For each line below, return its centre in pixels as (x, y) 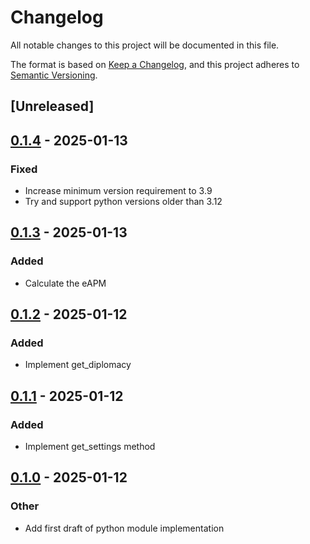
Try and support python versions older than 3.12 (123, 202)
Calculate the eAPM (65, 283)
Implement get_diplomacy (78, 365)
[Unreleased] (52, 106)
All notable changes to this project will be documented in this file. (145, 45)
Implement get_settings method (90, 447)
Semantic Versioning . (54, 75)
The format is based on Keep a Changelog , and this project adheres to (155, 64)
